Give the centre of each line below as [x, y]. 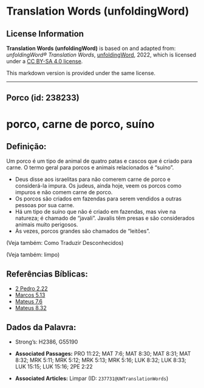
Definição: [26, 146]
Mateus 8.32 [31, 308]
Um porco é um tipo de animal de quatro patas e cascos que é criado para [99, 161]
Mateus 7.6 [29, 302]
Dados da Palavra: [41, 327]
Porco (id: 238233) [43, 98]
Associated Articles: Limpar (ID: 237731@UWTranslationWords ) [92, 378]
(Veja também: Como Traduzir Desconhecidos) [65, 243]
